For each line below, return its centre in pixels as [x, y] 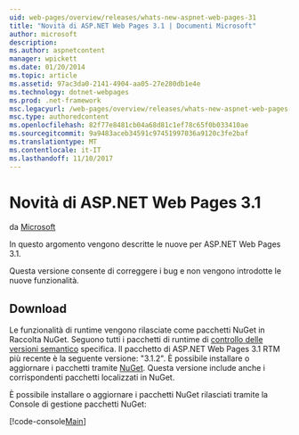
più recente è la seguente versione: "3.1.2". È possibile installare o [129, 358]
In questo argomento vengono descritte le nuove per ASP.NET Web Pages [145, 244]
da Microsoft [32, 227]
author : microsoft [43, 34]
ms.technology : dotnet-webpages [69, 92]
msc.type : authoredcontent [59, 117]
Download [38, 308]
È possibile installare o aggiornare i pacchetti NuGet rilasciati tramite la [139, 395]
